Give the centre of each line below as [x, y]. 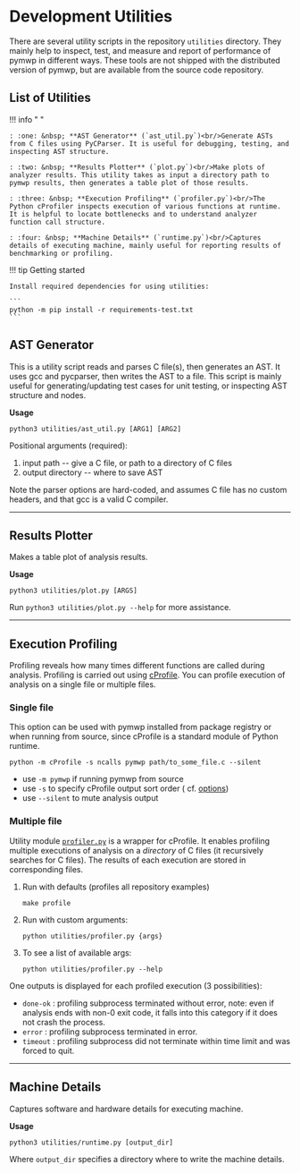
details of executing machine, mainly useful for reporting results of [145, 245]
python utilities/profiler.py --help [92, 969]
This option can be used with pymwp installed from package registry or [141, 727]
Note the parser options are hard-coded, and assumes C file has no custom [148, 489]
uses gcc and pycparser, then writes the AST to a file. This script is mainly [146, 376]
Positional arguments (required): [68, 446]
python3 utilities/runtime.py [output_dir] [92, 1143]
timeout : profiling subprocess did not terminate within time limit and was [156, 1041]
